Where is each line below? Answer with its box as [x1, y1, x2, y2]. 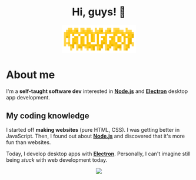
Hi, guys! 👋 [72, 5, 126, 19]
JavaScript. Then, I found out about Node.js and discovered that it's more [6, 132, 185, 140]
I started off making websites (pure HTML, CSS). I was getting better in [6, 126, 180, 134]
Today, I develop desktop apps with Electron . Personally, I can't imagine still [6, 150, 191, 158]
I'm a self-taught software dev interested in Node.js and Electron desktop [6, 88, 188, 95]
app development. [6, 94, 50, 101]
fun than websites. [6, 139, 51, 146]
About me [6, 68, 55, 81]
